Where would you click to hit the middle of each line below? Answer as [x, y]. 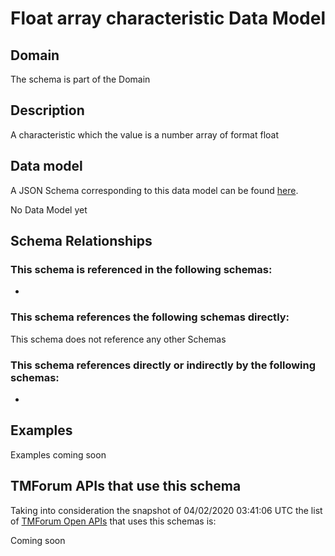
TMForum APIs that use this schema [126, 486]
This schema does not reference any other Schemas [118, 339]
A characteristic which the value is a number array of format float [145, 134]
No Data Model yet [49, 209]
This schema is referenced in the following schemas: [141, 269]
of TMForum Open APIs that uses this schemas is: [113, 521]
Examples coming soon [58, 454]
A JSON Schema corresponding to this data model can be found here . [154, 190]
